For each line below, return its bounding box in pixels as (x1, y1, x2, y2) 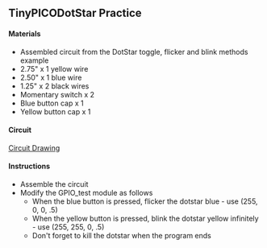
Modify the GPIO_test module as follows (19, 188, 153, 197)
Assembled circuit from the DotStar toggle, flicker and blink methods (19, 47, 248, 56)
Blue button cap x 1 (19, 98, 84, 108)
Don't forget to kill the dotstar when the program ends (31, 231, 211, 240)
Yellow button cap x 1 (19, 106, 91, 116)
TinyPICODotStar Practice (8, 6, 142, 20)
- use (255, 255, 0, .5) (31, 222, 105, 232)
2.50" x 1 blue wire (19, 72, 82, 82)
